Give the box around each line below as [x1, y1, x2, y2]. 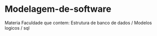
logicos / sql [4, 25, 30, 31]
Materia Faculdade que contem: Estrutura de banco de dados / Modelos [4, 20, 152, 26]
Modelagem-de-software [4, 3, 111, 15]
